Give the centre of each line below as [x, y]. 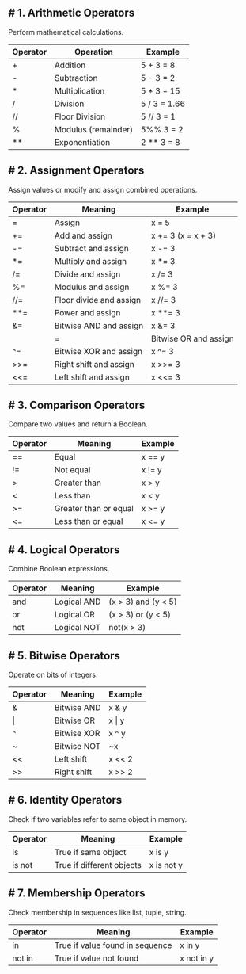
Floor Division [80, 116]
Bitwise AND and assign [99, 326]
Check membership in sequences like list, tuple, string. [98, 912]
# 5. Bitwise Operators [64, 656]
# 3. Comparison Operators [77, 405]
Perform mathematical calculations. [66, 32]
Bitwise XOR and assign [98, 351]
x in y [190, 945]
